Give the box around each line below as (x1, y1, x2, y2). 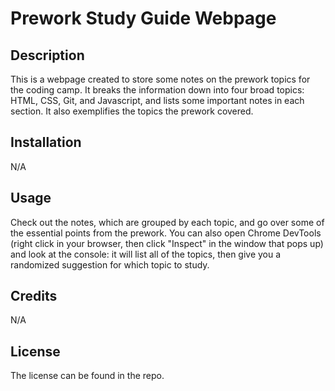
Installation (10, 134, 82, 151)
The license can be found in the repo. (10, 370, 165, 382)
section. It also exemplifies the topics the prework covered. (10, 105, 254, 117)
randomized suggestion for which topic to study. (10, 258, 210, 271)
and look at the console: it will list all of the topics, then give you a (10, 248, 282, 260)
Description (10, 47, 85, 64)
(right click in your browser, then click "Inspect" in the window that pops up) (10, 237, 324, 249)
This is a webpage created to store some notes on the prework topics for (10, 73, 311, 85)
